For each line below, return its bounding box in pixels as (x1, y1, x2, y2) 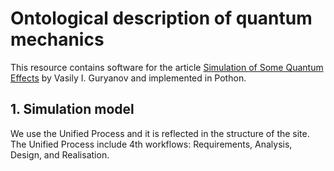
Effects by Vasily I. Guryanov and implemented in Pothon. (10, 72, 247, 84)
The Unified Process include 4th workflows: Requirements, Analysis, (10, 138, 293, 150)
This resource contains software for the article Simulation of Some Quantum (10, 61, 324, 73)
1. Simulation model (10, 101, 135, 118)
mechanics (10, 28, 105, 51)
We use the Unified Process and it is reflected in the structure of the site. (10, 127, 310, 139)
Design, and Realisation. (10, 148, 110, 161)
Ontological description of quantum (10, 7, 313, 30)
